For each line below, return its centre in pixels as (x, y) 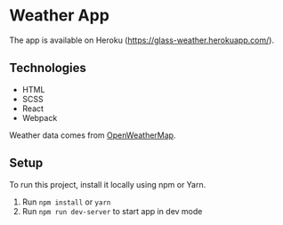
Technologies (48, 68)
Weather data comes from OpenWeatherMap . (93, 135)
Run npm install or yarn (66, 202)
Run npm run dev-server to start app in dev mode (112, 211)
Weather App (59, 16)
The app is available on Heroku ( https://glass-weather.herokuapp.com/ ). (141, 40)
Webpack (40, 117)
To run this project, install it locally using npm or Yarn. (108, 184)
